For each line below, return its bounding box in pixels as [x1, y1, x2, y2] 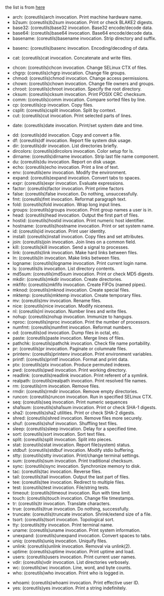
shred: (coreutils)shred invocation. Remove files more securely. [12, 415, 143, 421]
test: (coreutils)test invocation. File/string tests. [12, 484, 110, 490]
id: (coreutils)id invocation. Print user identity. [12, 228, 106, 234]
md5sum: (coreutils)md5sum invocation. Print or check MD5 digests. [12, 271, 154, 277]
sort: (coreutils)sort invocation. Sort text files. [12, 431, 106, 437]
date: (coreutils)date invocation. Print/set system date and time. [12, 123, 143, 128]
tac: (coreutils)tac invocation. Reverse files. [12, 468, 102, 474]
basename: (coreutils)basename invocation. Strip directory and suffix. [12, 35, 156, 41]
